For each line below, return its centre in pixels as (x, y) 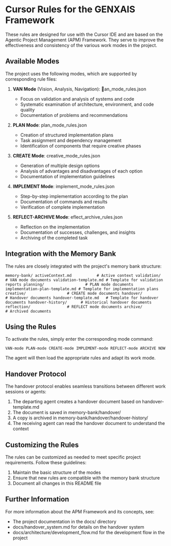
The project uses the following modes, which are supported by (71, 74)
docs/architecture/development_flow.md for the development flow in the (89, 532)
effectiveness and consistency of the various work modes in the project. (81, 45)
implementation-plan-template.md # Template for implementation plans (82, 289)
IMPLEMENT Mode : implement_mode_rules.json (64, 186)
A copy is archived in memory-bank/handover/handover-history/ (80, 418)
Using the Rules (31, 327)
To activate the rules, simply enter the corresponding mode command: (79, 339)
